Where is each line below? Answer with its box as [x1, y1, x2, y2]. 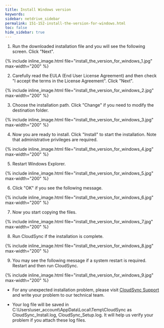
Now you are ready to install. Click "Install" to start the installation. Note [12, 132, 157, 137]
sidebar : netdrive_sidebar [5, 16, 60, 21]
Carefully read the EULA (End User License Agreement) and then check [12, 73, 157, 78]
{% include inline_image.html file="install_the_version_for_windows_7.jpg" [5, 219, 153, 224]
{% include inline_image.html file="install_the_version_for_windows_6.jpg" [5, 194, 154, 200]
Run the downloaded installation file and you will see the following [12, 44, 145, 49]
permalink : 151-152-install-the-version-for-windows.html [5, 21, 126, 26]
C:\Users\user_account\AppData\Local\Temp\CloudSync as [12, 307, 132, 312]
